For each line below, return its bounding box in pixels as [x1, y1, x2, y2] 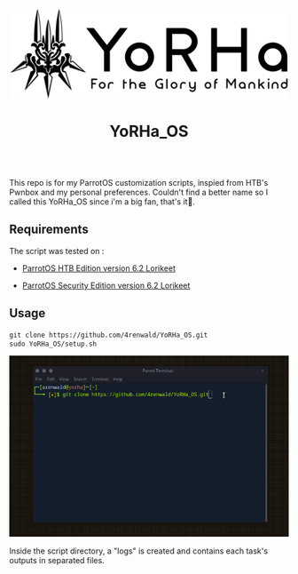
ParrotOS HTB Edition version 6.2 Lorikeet [21, 262, 176, 274]
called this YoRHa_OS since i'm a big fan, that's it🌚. [9, 196, 195, 207]
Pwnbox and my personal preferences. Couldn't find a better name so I [9, 187, 269, 198]
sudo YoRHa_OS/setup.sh [9, 339, 98, 348]
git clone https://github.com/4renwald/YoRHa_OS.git [9, 331, 208, 339]
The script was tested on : [9, 245, 105, 256]
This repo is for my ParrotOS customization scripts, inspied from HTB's [9, 178, 269, 188]
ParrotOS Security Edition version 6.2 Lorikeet [21, 280, 191, 291]
